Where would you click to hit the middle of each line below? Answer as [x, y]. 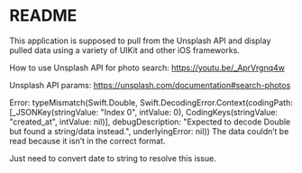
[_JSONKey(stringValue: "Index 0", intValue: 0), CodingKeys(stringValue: [143, 112]
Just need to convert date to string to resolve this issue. [113, 158]
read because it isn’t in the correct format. [87, 141]
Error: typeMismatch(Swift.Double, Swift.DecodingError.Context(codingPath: [151, 102]
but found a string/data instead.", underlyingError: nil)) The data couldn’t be [149, 131]
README [43, 16]
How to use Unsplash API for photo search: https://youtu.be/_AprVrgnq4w [147, 68]
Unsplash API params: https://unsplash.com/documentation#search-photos [150, 85]
